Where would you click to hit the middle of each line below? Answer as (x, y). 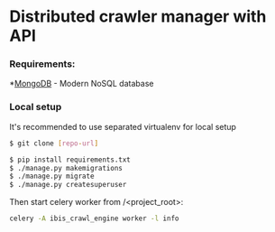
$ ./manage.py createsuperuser (68, 185)
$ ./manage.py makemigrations (66, 168)
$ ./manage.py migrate (52, 176)
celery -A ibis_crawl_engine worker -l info (94, 218)
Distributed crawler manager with (138, 17)
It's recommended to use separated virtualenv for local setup (123, 126)
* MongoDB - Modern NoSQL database (82, 84)
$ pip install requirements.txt (70, 160)
